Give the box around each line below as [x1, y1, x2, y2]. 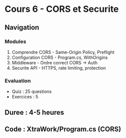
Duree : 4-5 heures [4, 108, 64, 117]
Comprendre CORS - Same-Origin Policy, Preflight [11, 49, 115, 55]
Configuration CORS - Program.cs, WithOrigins [11, 54, 108, 60]
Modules [4, 38, 27, 45]
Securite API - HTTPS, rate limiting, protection [11, 65, 106, 71]
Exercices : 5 [11, 94, 38, 100]
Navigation [4, 23, 39, 32]
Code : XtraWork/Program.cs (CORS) [4, 125, 122, 133]
